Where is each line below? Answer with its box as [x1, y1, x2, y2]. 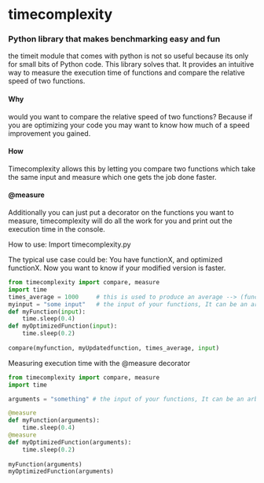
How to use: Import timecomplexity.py [8, 240, 131, 249]
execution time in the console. [8, 225, 106, 234]
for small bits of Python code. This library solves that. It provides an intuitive [8, 60, 255, 69]
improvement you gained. [8, 128, 91, 138]
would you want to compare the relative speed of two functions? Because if [8, 112, 253, 121]
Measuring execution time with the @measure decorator [8, 358, 191, 368]
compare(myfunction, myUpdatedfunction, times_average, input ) [8, 344, 220, 352]
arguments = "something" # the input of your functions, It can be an [8, 395, 244, 403]
